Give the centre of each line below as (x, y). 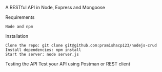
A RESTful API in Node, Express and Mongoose (55, 7)
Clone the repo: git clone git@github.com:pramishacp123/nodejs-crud (81, 45)
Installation (17, 36)
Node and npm (19, 27)
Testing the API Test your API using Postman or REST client (68, 64)
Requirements (20, 17)
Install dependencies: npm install (43, 50)
